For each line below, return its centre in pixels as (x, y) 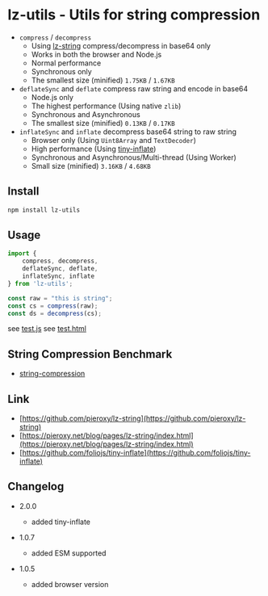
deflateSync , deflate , (60, 269)
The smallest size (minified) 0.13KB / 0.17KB (103, 123)
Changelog (36, 487)
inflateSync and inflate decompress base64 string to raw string (128, 132)
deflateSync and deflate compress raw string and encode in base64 (134, 88)
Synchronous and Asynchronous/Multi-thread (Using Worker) (134, 157)
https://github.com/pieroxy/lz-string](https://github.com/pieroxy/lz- (134, 418)
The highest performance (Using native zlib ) (106, 106)
